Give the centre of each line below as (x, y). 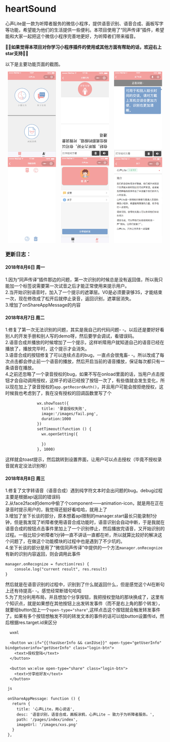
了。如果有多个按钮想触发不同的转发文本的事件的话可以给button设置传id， (83, 616)
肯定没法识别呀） (32, 466)
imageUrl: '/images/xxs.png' (47, 725)
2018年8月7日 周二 (25, 317)
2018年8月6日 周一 (25, 267)
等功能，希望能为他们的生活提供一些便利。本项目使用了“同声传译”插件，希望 (85, 30)
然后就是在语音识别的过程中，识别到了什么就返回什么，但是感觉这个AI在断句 (85, 585)
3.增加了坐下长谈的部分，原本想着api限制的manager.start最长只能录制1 (79, 516)
